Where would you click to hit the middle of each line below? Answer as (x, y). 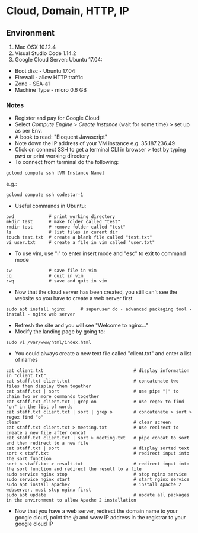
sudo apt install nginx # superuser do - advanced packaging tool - (99, 309)
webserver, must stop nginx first (49, 490)
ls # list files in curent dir (62, 232)
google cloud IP (34, 524)
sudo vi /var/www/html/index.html (49, 343)
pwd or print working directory (52, 156)
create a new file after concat (46, 433)
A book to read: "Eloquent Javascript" (61, 137)
